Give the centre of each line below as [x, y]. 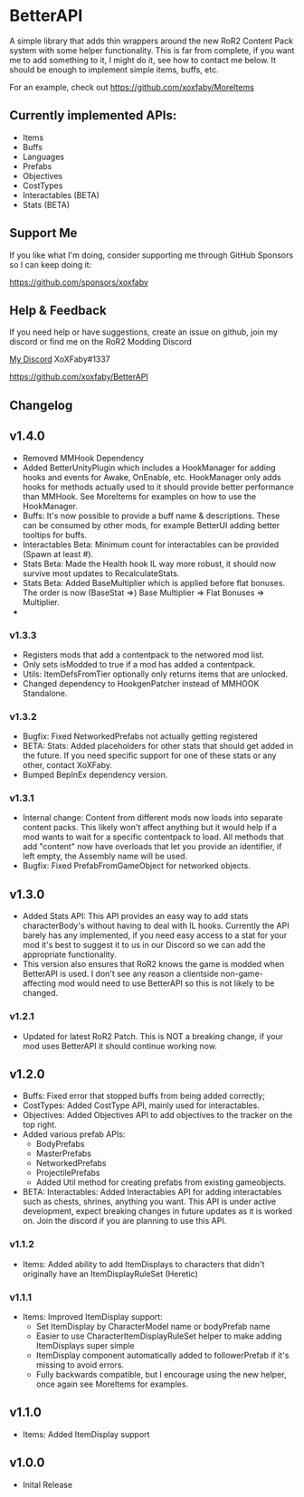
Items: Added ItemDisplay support [86, 1434]
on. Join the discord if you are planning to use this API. [124, 1221]
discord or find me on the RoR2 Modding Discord [101, 342]
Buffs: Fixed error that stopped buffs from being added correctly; [143, 1096]
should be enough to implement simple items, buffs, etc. [114, 70]
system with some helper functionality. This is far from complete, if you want [152, 50]
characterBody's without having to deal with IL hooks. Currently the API [156, 926]
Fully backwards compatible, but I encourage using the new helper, [161, 1374]
